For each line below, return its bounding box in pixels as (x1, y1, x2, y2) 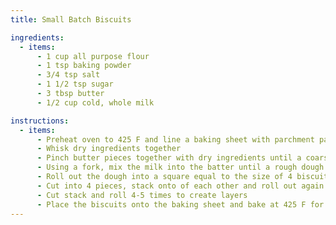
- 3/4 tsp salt (36, 70, 101, 80)
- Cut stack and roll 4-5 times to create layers (36, 190, 248, 200)
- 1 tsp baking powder (36, 61, 132, 71)
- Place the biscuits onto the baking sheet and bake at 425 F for (36, 199, 325, 210)
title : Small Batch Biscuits (10, 14, 132, 25)
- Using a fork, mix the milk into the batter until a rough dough (36, 162, 325, 173)
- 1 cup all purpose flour (36, 51, 150, 61)
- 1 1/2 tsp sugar (36, 79, 114, 90)
